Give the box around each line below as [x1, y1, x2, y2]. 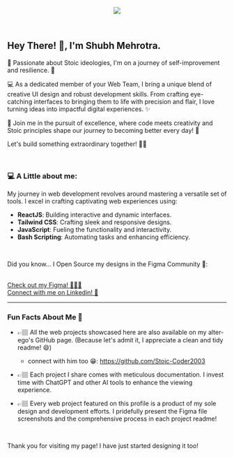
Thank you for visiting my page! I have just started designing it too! [7, 442, 198, 450]
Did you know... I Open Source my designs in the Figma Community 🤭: [7, 260, 208, 268]
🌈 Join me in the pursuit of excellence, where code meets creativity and [7, 119, 214, 127]
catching [7, 97, 33, 106]
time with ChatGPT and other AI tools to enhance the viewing [17, 378, 193, 387]
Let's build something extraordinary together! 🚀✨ [7, 140, 148, 148]
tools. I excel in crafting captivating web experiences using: [7, 197, 178, 205]
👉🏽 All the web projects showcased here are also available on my [17, 328, 207, 337]
